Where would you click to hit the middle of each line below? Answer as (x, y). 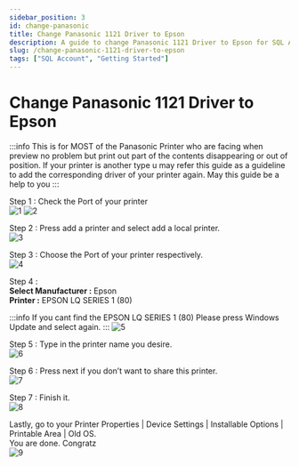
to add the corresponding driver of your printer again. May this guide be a (145, 174)
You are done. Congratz (53, 443)
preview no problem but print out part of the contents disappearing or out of (149, 156)
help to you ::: (34, 184)
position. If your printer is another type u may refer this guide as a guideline (148, 165)
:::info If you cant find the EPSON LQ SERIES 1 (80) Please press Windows (145, 317)
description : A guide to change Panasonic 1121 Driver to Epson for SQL (147, 42)
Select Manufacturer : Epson (63, 291)
